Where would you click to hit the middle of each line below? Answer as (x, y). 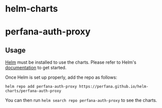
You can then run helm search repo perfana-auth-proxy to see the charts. (81, 100)
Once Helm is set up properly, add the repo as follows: (61, 77)
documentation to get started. (36, 68)
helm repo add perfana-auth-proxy (41, 87)
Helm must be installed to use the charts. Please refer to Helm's (71, 62)
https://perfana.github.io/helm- (114, 87)
